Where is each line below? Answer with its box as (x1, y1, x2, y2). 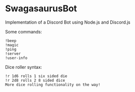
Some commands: (5, 29, 42, 34)
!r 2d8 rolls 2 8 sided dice (5, 78, 65, 83)
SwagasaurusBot (5, 3, 78, 14)
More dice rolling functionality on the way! (5, 82, 100, 87)
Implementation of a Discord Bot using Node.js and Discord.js (5, 19, 131, 25)
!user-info (5, 55, 28, 61)
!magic (5, 42, 19, 47)
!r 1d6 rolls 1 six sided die (5, 73, 68, 79)
